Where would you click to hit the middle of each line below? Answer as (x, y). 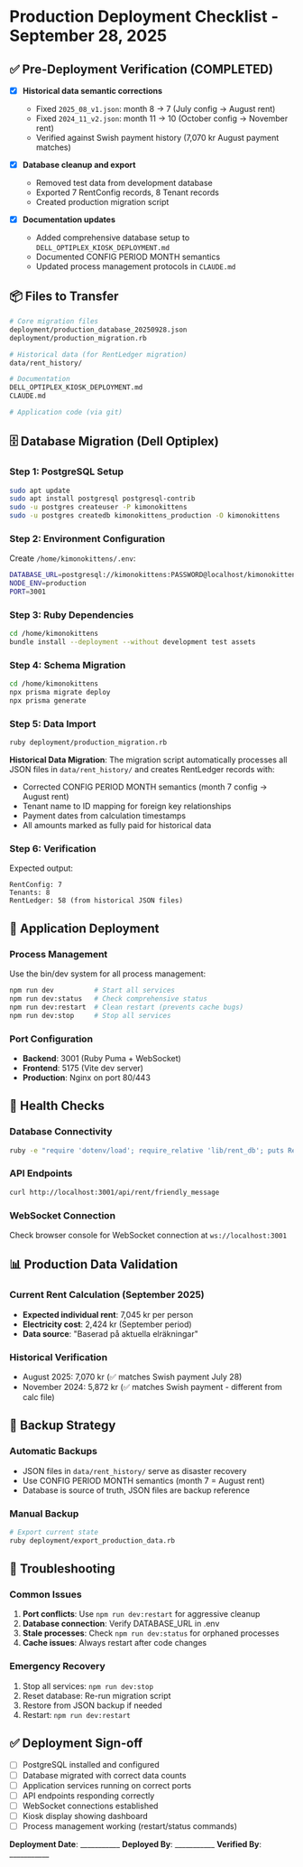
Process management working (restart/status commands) (129, 1825)
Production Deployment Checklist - (144, 17)
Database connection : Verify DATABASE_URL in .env (121, 1624)
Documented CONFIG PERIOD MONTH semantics (128, 257)
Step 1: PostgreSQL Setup (67, 471)
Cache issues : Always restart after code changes (115, 1643)
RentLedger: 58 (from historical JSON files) (96, 901)
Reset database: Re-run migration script (96, 1695)
